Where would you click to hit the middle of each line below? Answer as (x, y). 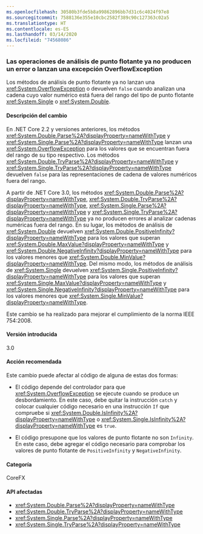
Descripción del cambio (37, 115)
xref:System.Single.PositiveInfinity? (134, 270)
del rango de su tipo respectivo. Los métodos (63, 155)
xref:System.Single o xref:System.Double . (58, 101)
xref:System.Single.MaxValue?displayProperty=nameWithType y (86, 282)
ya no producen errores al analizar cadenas (142, 218)
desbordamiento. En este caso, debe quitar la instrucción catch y (96, 400)
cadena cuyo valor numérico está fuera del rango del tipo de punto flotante (100, 95)
